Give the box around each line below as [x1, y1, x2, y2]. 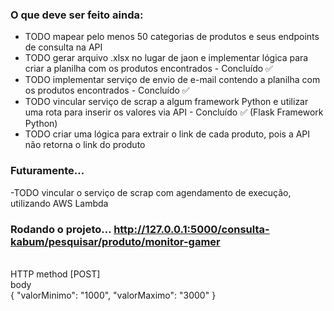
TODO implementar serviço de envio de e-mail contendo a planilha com [24, 74, 321, 86]
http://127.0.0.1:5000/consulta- [113, 222, 270, 236]
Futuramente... [10, 164, 85, 178]
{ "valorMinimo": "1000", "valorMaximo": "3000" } [10, 289, 217, 301]
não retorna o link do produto [24, 139, 146, 151]
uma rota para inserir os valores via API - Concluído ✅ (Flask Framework [24, 106, 324, 118]
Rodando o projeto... [10, 222, 112, 236]
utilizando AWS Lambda [10, 197, 109, 209]
